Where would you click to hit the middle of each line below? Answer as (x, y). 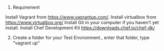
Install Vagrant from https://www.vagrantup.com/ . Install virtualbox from (81, 17)
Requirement (26, 7)
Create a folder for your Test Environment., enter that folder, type (81, 38)
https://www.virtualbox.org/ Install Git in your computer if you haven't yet (82, 22)
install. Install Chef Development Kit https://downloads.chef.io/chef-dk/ (80, 28)
